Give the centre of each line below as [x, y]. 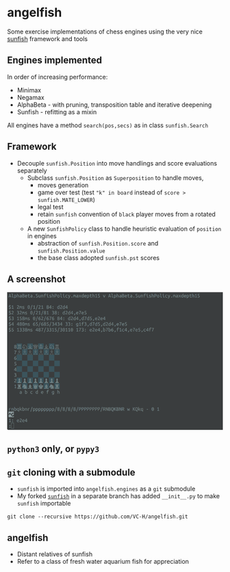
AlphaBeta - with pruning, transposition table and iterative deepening [114, 105]
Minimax [29, 90]
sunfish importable [44, 504]
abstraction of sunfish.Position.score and [98, 243]
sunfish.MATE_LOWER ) [66, 199]
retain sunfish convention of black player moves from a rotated [126, 214]
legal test [50, 207]
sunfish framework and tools [47, 38]
